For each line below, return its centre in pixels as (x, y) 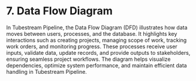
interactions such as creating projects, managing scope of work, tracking (97, 40)
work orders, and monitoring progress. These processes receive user (92, 46)
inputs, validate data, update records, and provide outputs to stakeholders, (98, 52)
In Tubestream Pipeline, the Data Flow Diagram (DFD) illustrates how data (97, 27)
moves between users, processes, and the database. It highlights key (92, 33)
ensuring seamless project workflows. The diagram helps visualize (88, 59)
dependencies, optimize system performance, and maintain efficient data (97, 65)
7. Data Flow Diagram (59, 11)
